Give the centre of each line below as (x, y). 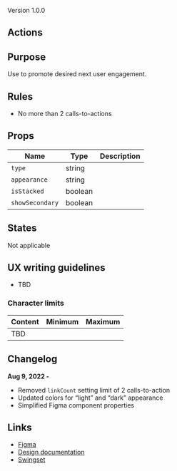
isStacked (27, 191)
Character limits (36, 304)
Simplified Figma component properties (76, 405)
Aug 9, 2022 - (29, 376)
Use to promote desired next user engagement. (77, 74)
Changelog (32, 359)
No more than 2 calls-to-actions (65, 114)
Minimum (62, 321)
